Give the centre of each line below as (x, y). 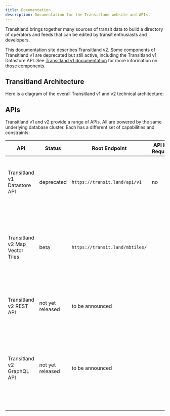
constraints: (18, 133)
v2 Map (17, 244)
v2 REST (18, 306)
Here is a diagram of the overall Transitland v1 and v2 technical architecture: (84, 94)
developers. (18, 40)
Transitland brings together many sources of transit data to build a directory (84, 29)
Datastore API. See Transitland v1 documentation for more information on (81, 60)
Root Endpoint (109, 148)
